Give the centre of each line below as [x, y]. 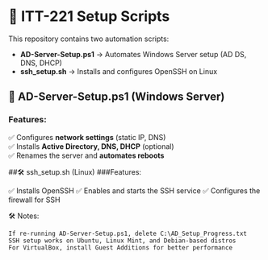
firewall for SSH [34, 200]
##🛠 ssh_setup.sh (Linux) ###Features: [75, 171]
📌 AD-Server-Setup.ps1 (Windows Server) [117, 97]
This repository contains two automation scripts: [89, 39]
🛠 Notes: [24, 216]
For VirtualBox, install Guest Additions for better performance [120, 248]
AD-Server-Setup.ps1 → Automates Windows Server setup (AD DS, [133, 54]
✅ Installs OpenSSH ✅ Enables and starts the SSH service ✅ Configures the [134, 190]
